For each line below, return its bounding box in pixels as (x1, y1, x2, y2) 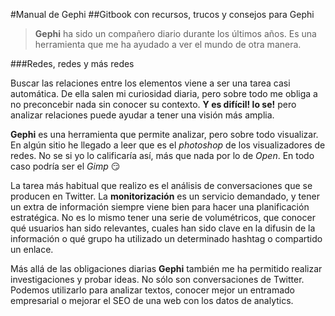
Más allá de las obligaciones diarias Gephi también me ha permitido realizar (10, 263, 323, 274)
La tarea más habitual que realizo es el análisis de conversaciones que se (10, 180, 313, 191)
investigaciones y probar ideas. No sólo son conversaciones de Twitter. (10, 274, 305, 285)
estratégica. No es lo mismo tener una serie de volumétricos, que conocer (10, 212, 316, 223)
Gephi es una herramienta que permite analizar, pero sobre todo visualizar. (10, 129, 319, 140)
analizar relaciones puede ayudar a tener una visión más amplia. (10, 109, 275, 121)
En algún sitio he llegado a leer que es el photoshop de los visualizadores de (10, 139, 326, 151)
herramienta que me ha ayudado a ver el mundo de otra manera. (34, 39, 302, 50)
